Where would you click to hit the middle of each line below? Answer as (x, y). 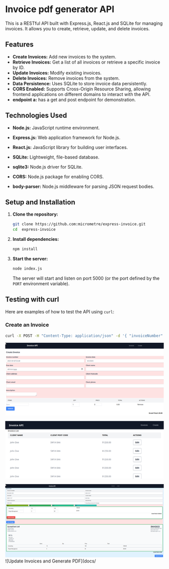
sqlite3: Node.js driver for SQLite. (48, 167)
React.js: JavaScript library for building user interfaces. (70, 147)
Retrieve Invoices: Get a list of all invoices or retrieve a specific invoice (86, 62)
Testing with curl (32, 300)
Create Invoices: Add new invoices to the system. (64, 57)
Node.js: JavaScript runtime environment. (56, 128)
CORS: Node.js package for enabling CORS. (58, 176)
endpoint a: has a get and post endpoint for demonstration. (74, 99)
